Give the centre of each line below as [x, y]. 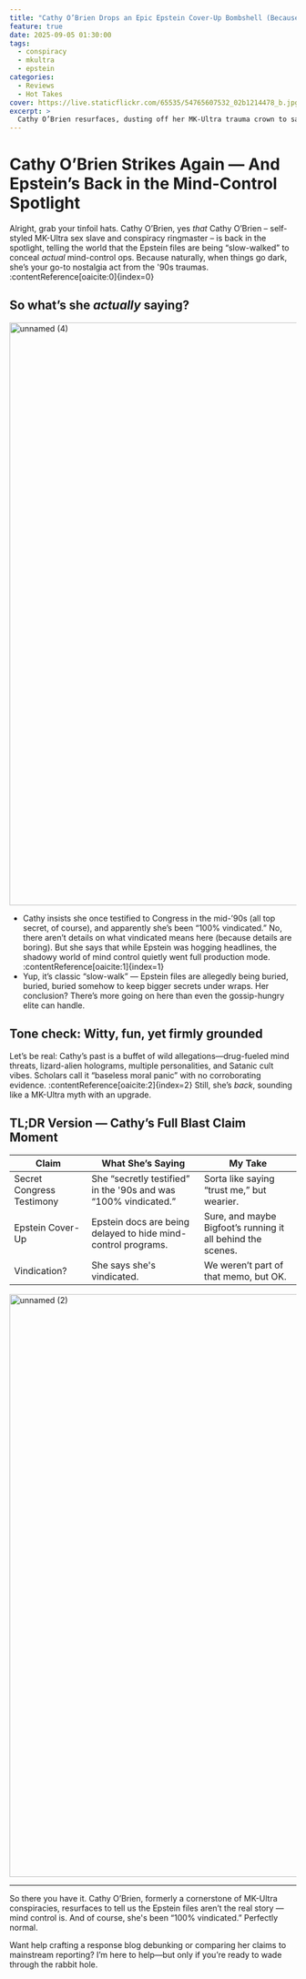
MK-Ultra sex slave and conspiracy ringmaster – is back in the [151, 239]
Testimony [36, 1201]
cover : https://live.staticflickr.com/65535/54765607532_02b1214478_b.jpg [154, 102]
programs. [146, 1244]
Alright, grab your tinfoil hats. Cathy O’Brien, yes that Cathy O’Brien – [139, 229]
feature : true [36, 26]
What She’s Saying [143, 1163]
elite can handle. [54, 1005]
